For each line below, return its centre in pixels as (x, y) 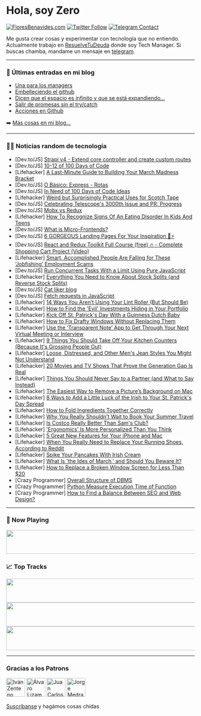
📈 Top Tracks (27, 566)
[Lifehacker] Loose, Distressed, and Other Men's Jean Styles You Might (103, 353)
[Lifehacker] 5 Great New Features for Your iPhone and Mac (89, 435)
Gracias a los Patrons (38, 669)
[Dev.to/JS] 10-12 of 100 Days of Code (62, 166)
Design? (25, 499)
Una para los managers (44, 86)
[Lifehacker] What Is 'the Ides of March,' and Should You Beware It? (98, 461)
